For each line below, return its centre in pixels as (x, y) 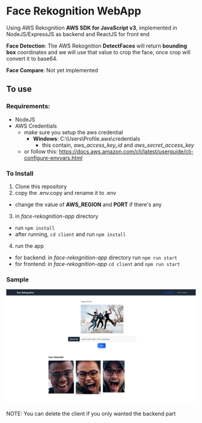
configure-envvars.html (53, 158)
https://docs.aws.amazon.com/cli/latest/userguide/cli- (126, 151)
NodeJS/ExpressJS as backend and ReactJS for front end (78, 34)
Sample (17, 279)
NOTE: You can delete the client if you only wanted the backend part (91, 414)
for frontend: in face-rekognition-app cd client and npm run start (97, 264)
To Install (20, 173)
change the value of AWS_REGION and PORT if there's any (88, 204)
